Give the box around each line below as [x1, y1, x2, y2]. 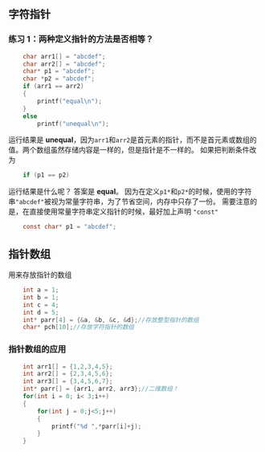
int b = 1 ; [22, 293, 59, 301]
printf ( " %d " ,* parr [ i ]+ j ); [51, 422, 142, 430]
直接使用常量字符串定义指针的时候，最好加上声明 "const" [29, 207, 219, 217]
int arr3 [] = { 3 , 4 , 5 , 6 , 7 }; [22, 377, 113, 385]
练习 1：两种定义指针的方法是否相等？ [8, 34, 154, 45]
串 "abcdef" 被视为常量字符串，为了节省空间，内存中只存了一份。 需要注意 [8, 197, 251, 206]
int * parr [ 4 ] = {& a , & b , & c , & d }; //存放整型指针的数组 [22, 316, 199, 324]
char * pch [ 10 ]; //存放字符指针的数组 [22, 324, 135, 332]
